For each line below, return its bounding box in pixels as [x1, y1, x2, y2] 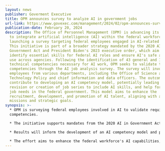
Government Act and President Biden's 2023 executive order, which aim [9, 48, 160, 53]
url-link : [5, 21, 26, 26]
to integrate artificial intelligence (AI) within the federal [9, 35, 141, 40]
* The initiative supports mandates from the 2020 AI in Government [9, 121, 153, 126]
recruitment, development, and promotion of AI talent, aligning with [9, 94, 157, 99]
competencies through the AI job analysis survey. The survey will [9, 67, 151, 72]
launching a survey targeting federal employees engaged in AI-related [9, 39, 160, 44]
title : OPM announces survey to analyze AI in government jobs [5, 16, 137, 21]
